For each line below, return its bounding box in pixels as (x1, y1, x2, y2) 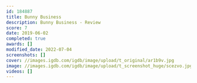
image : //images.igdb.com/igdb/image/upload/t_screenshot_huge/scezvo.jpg (6, 63, 193, 69)
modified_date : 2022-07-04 (6, 47, 72, 53)
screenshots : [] (6, 52, 46, 58)
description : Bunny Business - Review (6, 19, 101, 25)
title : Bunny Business (6, 14, 62, 20)
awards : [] (6, 41, 33, 47)
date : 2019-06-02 (6, 30, 49, 36)
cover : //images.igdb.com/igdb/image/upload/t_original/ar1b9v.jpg (6, 57, 175, 63)
